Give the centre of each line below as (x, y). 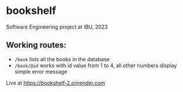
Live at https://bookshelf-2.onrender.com (56, 83)
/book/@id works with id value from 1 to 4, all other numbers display (96, 65)
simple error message (41, 72)
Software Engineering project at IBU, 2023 (57, 27)
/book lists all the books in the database (62, 59)
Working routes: (36, 45)
